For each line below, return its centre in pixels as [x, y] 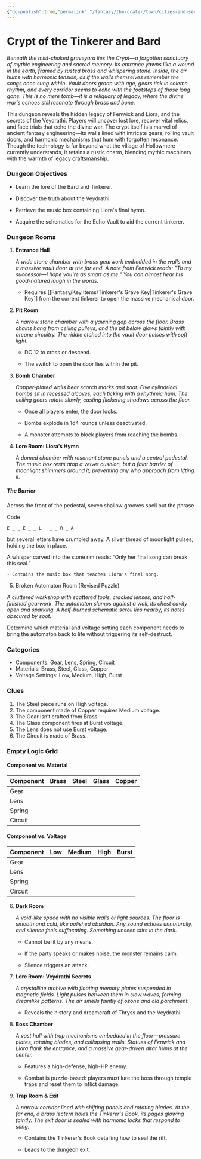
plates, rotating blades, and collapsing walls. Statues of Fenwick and [101, 1042]
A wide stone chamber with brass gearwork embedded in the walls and [103, 262]
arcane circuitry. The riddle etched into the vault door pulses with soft [101, 335]
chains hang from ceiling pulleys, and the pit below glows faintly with [101, 328]
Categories [23, 650]
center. [24, 1055]
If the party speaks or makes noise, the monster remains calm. [101, 953]
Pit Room [27, 310]
